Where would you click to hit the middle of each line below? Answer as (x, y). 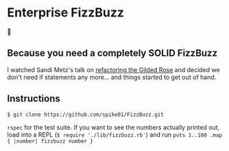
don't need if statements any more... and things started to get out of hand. (112, 77)
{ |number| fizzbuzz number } (50, 141)
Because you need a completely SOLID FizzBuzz (112, 53)
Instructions (34, 98)
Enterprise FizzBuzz (66, 13)
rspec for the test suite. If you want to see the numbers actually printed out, (113, 127)
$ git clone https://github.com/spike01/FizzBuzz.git (86, 115)
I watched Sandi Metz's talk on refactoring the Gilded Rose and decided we (114, 69)
